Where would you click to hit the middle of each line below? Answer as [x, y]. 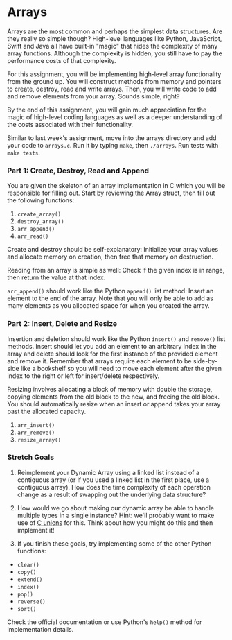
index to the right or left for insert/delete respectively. [83, 376]
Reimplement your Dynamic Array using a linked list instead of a [108, 472]
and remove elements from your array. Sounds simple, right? [93, 96]
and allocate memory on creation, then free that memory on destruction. [110, 257]
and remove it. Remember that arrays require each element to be [99, 361]
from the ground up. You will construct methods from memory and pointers [114, 81]
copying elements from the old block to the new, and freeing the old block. [113, 397]
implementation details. [41, 629]
